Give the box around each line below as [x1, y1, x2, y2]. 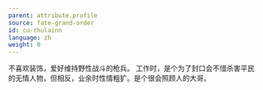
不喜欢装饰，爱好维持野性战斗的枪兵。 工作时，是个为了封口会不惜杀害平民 [8, 64, 255, 73]
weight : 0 [8, 41, 41, 49]
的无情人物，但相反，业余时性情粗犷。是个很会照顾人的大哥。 [8, 73, 211, 83]
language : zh [8, 33, 52, 42]
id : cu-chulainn [8, 26, 62, 34]
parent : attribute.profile [8, 11, 98, 20]
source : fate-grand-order [8, 19, 94, 27]
